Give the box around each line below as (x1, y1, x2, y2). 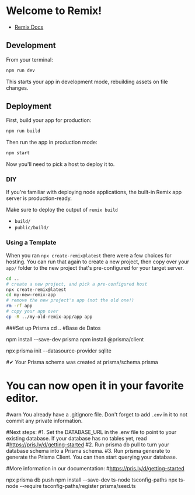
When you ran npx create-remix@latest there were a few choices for (6, 252, 172, 259)
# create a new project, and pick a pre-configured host (6, 281, 148, 287)
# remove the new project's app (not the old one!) (6, 297, 134, 303)
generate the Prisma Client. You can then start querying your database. (6, 453, 177, 460)
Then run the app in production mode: (6, 139, 97, 146)
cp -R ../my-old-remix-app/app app (6, 314, 93, 320)
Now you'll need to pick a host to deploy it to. (6, 161, 115, 168)
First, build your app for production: (6, 117, 92, 124)
